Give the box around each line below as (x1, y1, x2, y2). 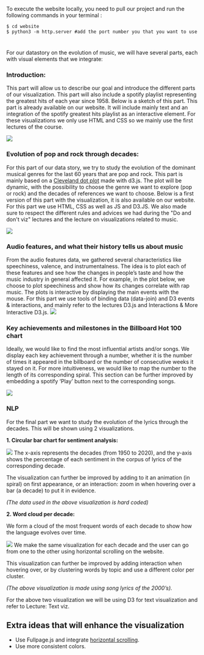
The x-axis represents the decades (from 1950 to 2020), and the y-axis (13, 449, 192, 456)
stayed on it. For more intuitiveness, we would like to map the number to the (6, 365, 197, 372)
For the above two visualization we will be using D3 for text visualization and (6, 596, 198, 603)
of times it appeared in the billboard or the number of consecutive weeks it (6, 358, 194, 366)
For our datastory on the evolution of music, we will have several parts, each (6, 49, 198, 57)
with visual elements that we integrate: (6, 55, 104, 63)
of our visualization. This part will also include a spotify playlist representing (6, 91, 197, 98)
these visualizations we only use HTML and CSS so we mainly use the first (6, 117, 193, 124)
